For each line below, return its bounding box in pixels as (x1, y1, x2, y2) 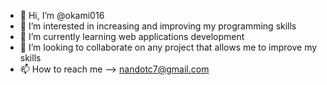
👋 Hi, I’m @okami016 (19, 10, 105, 21)
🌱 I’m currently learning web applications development (19, 31, 245, 42)
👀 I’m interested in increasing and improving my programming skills (19, 20, 297, 32)
